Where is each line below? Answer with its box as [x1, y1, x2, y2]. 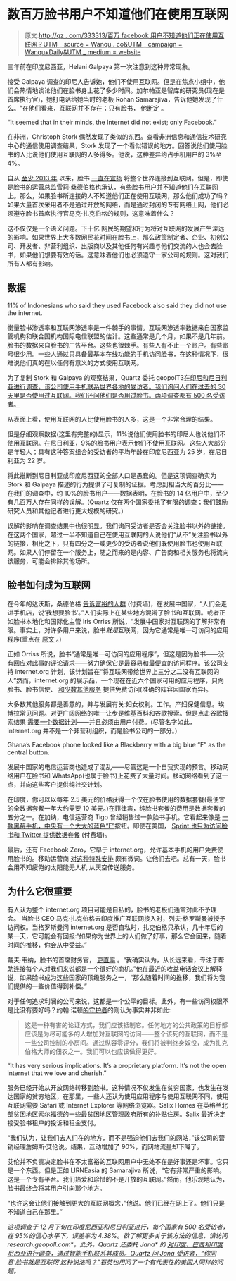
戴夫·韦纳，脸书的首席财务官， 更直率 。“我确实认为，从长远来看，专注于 [7, 956, 219, 964]
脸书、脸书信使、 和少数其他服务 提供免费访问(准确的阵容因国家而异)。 [7, 685, 213, 693]
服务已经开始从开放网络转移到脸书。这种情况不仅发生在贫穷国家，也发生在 [7, 1084, 223, 1092]
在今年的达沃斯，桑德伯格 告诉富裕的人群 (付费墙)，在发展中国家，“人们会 [7, 599, 221, 608]
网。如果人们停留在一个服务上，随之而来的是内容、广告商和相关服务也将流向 [7, 548, 229, 556]
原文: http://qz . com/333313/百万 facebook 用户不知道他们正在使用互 [24, 31, 225, 39]
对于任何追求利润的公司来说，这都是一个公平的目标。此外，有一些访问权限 [7, 997, 223, 1005]
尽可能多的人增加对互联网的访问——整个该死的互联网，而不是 [48, 1030, 228, 1038]
